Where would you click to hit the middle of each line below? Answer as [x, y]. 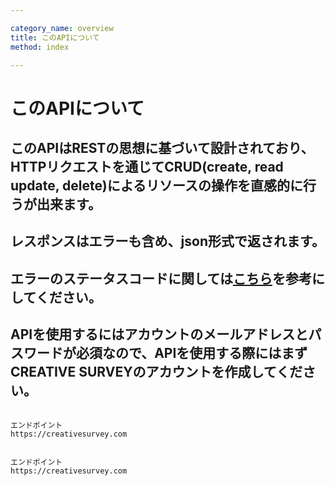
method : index [40, 47]
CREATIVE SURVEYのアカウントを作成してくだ [156, 372]
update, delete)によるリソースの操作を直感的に [156, 185]
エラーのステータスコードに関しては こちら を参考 [161, 278]
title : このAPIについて [55, 37]
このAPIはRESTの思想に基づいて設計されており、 [162, 147]
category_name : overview [62, 28]
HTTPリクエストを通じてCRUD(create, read [147, 166]
